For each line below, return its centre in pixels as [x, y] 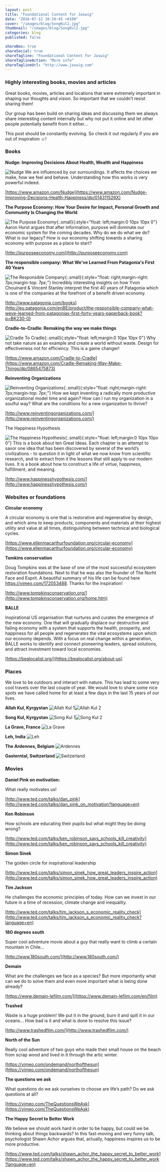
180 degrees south [25, 932]
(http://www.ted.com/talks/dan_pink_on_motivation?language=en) [72, 804]
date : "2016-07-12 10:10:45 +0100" [42, 19]
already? [14, 986]
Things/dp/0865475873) [30, 368]
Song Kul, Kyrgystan [27, 718]
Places [14, 672]
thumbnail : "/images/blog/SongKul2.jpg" [47, 28]
